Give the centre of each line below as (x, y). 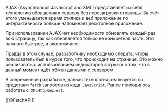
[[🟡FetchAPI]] (20, 100)
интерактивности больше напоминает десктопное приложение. (74, 23)
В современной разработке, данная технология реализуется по (74, 79)
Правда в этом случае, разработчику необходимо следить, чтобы (77, 53)
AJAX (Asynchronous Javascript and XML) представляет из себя (74, 7)
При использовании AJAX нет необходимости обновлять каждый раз (80, 33)
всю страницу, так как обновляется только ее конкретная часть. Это (80, 38)
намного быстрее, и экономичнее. (43, 44)
